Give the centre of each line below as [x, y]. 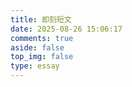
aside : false [37, 47]
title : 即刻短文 [41, 19]
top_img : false [42, 57]
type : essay [35, 66]
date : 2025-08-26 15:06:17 [66, 29]
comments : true [42, 38]
